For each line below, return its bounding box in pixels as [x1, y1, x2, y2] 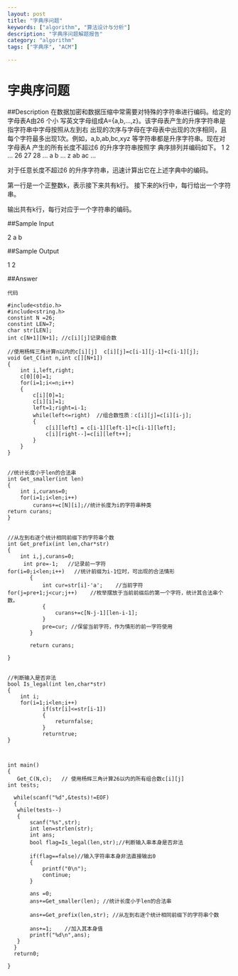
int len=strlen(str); [29, 825, 94, 832]
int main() [7, 761, 40, 769]
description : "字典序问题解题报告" [7, 30, 103, 38]
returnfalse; [55, 718, 94, 725]
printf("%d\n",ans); [29, 931, 91, 938]
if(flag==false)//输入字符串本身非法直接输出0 [29, 852, 156, 860]
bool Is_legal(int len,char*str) [7, 681, 107, 688]
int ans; [29, 831, 55, 839]
